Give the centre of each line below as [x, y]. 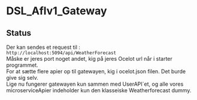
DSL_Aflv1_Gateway [57, 11]
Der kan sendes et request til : [43, 47]
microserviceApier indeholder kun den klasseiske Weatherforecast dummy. [99, 90]
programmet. [22, 65]
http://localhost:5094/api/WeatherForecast [61, 53]
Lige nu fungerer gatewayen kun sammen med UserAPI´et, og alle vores [95, 84]
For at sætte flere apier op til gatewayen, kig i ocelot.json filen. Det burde [96, 71]
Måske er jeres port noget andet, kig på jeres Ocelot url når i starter [89, 59]
